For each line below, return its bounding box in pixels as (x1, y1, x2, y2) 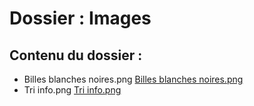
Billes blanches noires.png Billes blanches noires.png (23, 73, 244, 85)
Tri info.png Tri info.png (23, 84, 122, 96)
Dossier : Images (9, 7, 152, 30)
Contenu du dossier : (9, 47, 143, 64)
